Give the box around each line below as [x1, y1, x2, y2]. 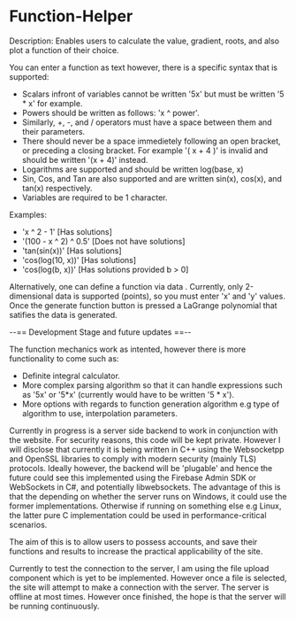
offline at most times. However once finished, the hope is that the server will [9, 591, 286, 601]
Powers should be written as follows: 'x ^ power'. [21, 107, 201, 118]
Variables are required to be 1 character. [21, 192, 168, 203]
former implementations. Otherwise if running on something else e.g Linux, [9, 500, 282, 511]
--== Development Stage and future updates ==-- [9, 326, 192, 337]
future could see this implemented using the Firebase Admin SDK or [9, 472, 256, 483]
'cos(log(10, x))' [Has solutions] [21, 254, 137, 265]
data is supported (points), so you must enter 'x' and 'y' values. [55, 291, 285, 301]
